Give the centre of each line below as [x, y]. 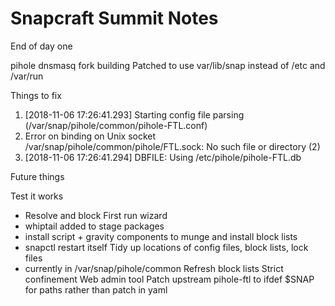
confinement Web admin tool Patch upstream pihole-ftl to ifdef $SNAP [169, 279]
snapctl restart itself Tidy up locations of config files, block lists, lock [166, 247]
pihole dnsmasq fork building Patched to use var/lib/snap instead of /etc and [168, 65]
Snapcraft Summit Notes [114, 18]
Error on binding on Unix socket [90, 136]
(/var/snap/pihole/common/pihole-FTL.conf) [116, 125]
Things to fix [36, 95]
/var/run [27, 76]
